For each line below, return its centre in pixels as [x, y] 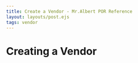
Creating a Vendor [51, 51]
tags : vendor [22, 22]
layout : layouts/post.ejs [38, 17]
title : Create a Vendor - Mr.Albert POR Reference [69, 11]
